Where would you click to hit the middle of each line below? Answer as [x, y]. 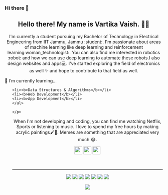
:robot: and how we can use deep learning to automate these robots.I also [84, 58]
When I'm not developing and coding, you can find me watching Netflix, [88, 121]
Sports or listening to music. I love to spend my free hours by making [88, 126]
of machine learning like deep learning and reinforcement [84, 47]
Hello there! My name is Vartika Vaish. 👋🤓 [84, 24]
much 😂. [88, 139]
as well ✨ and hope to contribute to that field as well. [84, 70]
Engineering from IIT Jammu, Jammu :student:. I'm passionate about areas [84, 42]
